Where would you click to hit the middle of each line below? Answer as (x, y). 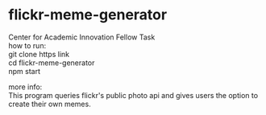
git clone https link (39, 54)
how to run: (27, 45)
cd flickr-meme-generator (52, 63)
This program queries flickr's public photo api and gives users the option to (133, 95)
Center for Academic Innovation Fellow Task (82, 37)
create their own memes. (50, 104)
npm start (25, 71)
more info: (25, 87)
